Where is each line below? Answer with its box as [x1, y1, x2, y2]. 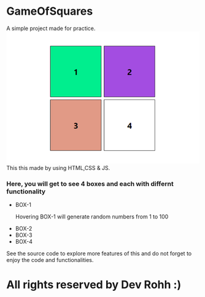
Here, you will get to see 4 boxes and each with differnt [6, 179, 174, 188]
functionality [6, 187, 46, 196]
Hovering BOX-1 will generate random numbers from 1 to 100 [15, 213, 169, 220]
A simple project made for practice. [6, 25, 96, 32]
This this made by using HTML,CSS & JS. [6, 164, 110, 171]
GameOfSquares [6, 4, 93, 18]
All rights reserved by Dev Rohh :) [6, 278, 182, 292]
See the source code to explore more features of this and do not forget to [6, 250, 192, 257]
